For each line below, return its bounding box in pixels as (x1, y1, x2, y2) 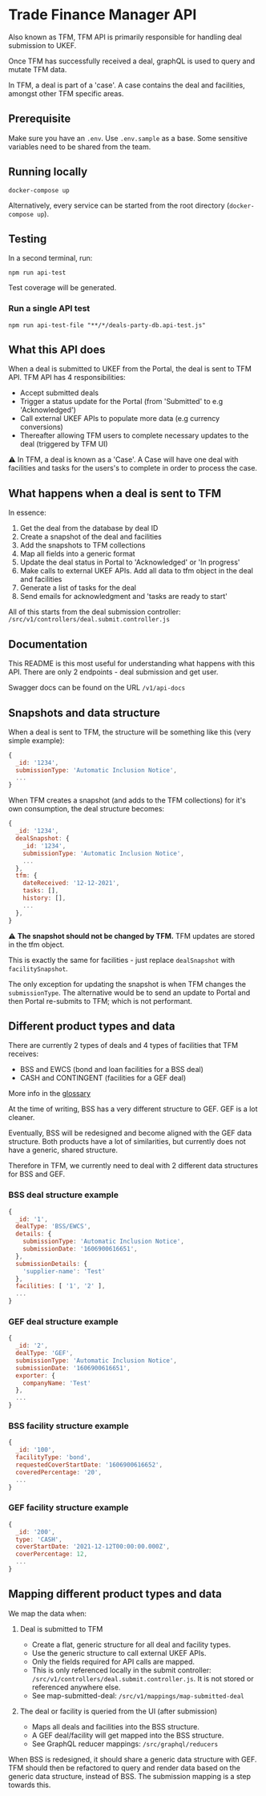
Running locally (8, 165, 88, 179)
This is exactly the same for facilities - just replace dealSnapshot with (8, 955, 235, 965)
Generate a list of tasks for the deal (19, 583, 136, 593)
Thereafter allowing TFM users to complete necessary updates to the (19, 431, 249, 440)
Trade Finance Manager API (8, 6, 197, 24)
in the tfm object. (8, 940, 65, 949)
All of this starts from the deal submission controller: (8, 607, 182, 617)
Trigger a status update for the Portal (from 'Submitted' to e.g (19, 397, 224, 407)
